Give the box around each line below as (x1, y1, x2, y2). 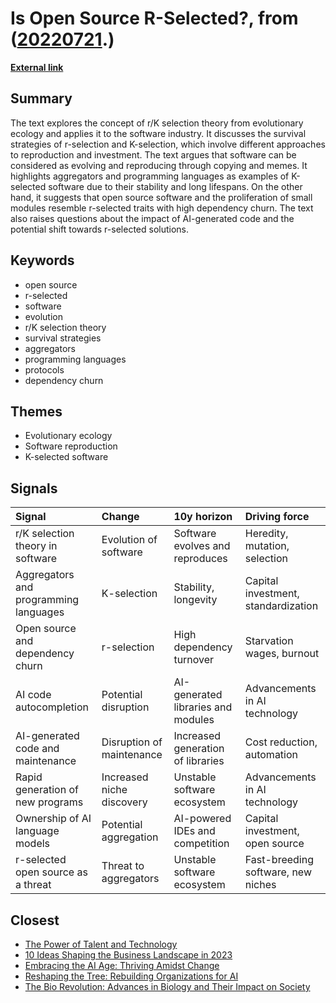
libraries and (173, 700, 233, 714)
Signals (10, 480, 58, 497)
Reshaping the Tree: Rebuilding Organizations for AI (24, 970, 239, 982)
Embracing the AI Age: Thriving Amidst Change (24, 960, 220, 971)
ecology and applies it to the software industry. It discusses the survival (10, 127, 307, 139)
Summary (10, 90, 73, 107)
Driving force (244, 510, 310, 524)
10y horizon (173, 510, 233, 524)
